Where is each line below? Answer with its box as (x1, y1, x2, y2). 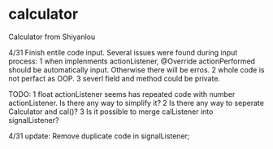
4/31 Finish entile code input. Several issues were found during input (8, 47, 238, 57)
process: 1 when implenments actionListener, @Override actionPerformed (8, 56, 256, 66)
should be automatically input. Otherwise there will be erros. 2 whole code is (8, 64, 265, 74)
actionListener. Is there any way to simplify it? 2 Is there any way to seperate (8, 98, 264, 107)
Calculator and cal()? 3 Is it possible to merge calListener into (8, 107, 214, 116)
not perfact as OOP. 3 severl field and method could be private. (8, 73, 221, 83)
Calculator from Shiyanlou (8, 32, 96, 42)
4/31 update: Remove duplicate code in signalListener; (8, 131, 190, 141)
